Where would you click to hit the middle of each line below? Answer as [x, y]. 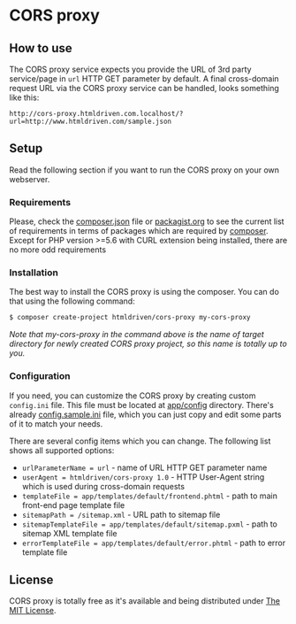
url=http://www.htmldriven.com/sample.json [91, 121]
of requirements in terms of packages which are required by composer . [139, 231]
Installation [34, 273]
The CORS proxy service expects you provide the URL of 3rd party [130, 69]
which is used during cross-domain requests [103, 486]
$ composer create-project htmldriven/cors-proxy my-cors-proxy [130, 318]
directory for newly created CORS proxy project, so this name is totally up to [148, 344]
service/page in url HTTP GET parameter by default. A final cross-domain [144, 79]
